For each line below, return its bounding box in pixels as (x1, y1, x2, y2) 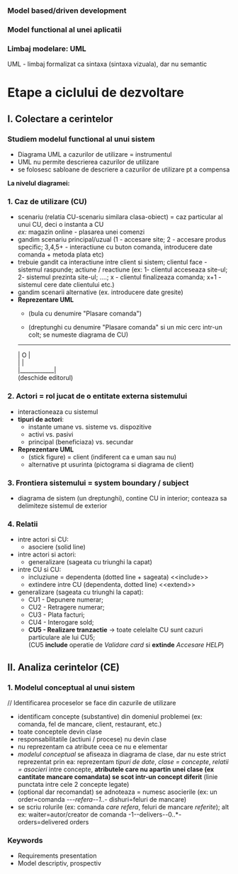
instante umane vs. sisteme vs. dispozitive (28, 422, 152, 431)
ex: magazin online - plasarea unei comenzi (17, 228, 145, 236)
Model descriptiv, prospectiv (17, 859, 101, 868)
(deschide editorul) (17, 374, 74, 382)
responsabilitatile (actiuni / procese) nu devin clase (17, 734, 167, 743)
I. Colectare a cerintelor (7, 113, 113, 125)
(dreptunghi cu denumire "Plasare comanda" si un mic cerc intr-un (28, 323, 223, 332)
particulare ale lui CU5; (28, 633, 96, 642)
